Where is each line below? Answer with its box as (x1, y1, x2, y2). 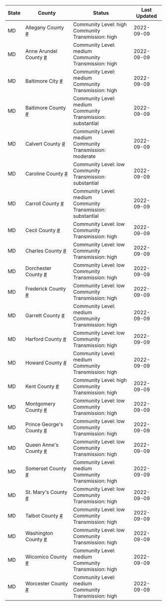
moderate (73, 153, 96, 160)
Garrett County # (25, 312, 65, 319)
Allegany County (25, 24, 65, 31)
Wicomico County (25, 553, 67, 560)
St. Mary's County (25, 489, 68, 496)
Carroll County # (25, 200, 64, 207)
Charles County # (25, 247, 67, 254)
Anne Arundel (25, 48, 58, 54)
